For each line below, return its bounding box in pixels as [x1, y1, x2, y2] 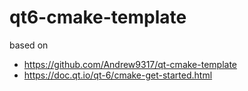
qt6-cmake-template [9, 6, 187, 29]
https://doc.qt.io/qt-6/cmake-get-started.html [23, 69, 213, 81]
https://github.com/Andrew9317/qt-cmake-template [23, 58, 238, 70]
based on [9, 39, 49, 51]
